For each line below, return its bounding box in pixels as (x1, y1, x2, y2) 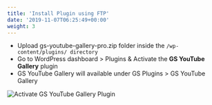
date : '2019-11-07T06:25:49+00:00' (7, 16, 110, 23)
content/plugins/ (17, 49, 68, 56)
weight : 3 (7, 23, 36, 30)
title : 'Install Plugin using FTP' (7, 10, 110, 17)
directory (70, 49, 98, 56)
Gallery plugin (17, 62, 59, 71)
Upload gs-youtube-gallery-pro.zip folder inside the (17, 42, 165, 50)
